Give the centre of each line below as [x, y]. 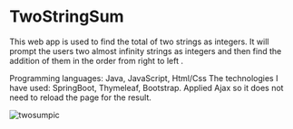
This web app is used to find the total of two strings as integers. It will [139, 41]
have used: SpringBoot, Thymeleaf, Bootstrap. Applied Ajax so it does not [146, 88]
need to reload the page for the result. [80, 97]
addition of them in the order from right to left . [97, 60]
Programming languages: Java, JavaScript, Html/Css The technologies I [144, 78]
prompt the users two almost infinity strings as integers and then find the [146, 51]
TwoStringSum [67, 17]
